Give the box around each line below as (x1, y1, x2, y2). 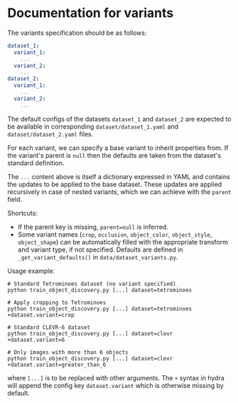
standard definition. (7, 158, 65, 167)
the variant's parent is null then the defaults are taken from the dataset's (7, 151, 222, 159)
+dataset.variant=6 (7, 336, 65, 343)
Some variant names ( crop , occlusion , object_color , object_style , (17, 230, 212, 239)
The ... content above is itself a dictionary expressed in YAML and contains (7, 172, 231, 181)
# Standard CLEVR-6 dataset (7, 323, 91, 331)
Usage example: (7, 267, 55, 275)
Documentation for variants (7, 5, 174, 21)
